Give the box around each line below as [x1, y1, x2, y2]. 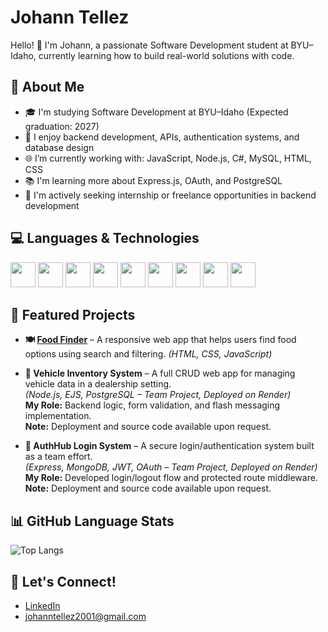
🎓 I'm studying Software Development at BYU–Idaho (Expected [24, 106, 289, 118]
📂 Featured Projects [10, 306, 136, 323]
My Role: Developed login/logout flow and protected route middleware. [24, 472, 318, 484]
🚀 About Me [10, 79, 85, 96]
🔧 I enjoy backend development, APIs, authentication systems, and [24, 131, 300, 143]
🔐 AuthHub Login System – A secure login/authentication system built [24, 440, 315, 452]
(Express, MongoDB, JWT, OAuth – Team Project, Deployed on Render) [24, 461, 318, 473]
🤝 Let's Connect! [10, 573, 117, 590]
